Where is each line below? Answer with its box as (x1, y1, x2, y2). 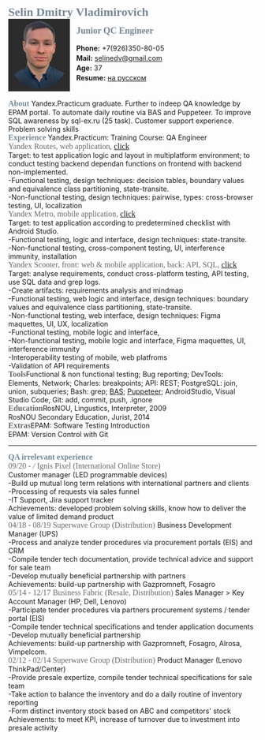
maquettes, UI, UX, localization (8, 320, 109, 328)
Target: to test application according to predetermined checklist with (8, 219, 231, 227)
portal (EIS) (8, 614, 45, 622)
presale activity (8, 723, 58, 732)
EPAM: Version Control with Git (8, 430, 109, 439)
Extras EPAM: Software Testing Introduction (8, 420, 151, 430)
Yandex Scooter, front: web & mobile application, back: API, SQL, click (8, 260, 237, 269)
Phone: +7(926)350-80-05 (76, 43, 165, 53)
